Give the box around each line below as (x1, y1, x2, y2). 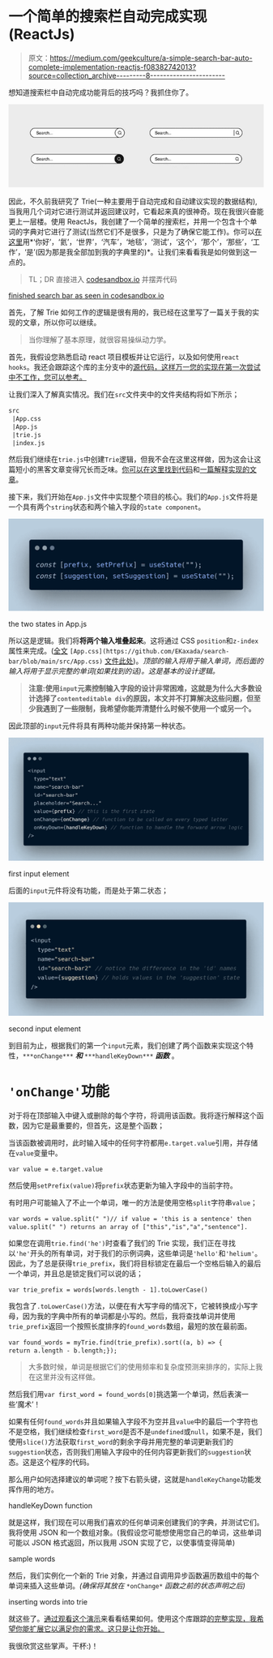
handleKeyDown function (8, 1501, 93, 1510)
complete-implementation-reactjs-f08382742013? (28, 62, 197, 71)
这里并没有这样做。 (35, 1372, 100, 1382)
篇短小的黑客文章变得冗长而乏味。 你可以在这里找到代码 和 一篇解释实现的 (8, 465, 250, 474)
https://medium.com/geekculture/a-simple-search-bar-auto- (49, 53, 253, 62)
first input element (8, 869, 70, 879)
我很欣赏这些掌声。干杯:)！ (8, 1641, 99, 1651)
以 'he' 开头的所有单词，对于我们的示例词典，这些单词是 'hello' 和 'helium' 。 (8, 1249, 262, 1258)
